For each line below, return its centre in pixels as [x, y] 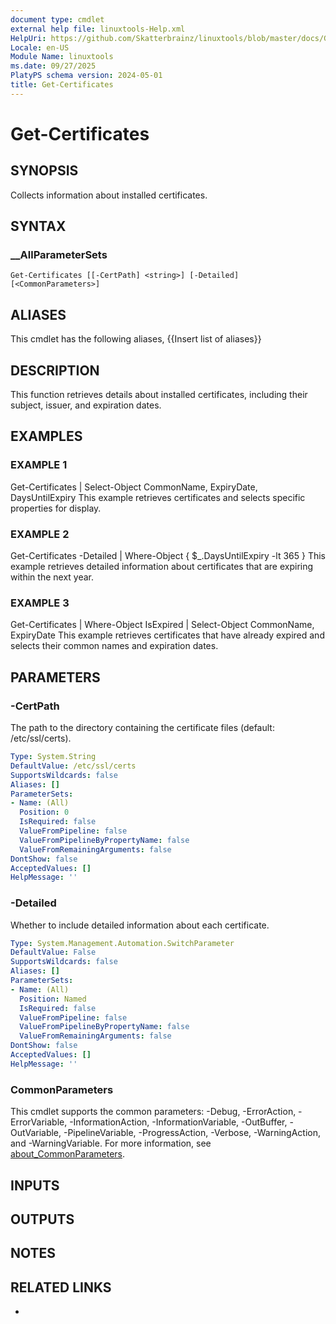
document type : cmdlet [57, 19]
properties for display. [56, 508]
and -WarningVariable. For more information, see [111, 1143]
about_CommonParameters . [68, 1154]
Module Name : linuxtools [62, 57]
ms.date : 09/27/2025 [53, 66]
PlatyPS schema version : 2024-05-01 [86, 76]
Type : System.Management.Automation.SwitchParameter [122, 943]
